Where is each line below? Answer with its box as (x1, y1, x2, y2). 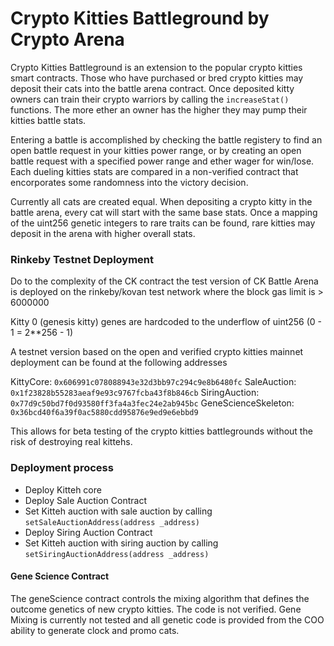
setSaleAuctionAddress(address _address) (24, 517, 200, 527)
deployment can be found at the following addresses (10, 357, 228, 369)
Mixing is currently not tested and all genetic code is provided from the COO (10, 613, 325, 626)
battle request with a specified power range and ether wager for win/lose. (10, 155, 315, 167)
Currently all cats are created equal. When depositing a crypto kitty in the (10, 195, 313, 207)
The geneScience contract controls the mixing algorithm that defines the (10, 592, 310, 604)
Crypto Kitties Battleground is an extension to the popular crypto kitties (10, 61, 303, 73)
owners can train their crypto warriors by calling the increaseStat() (10, 93, 290, 105)
